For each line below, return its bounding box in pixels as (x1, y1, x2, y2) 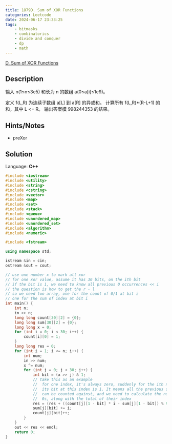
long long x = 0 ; (14, 325, 52, 330)
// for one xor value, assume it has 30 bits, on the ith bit (5, 277, 141, 282)
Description (5, 75, 44, 84)
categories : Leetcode (5, 12, 52, 17)
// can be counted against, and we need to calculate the (32, 391, 161, 396)
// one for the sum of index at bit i (5, 296, 88, 301)
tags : (5, 22, 17, 27)
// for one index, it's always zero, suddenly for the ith (32, 382, 164, 387)
